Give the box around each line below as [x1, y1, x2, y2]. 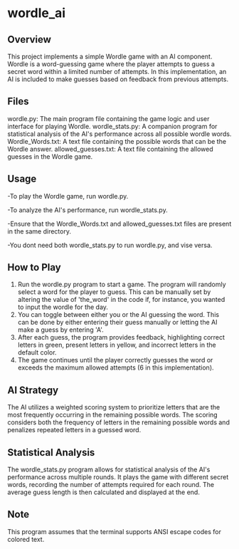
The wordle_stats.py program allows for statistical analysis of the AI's [7, 465, 211, 474]
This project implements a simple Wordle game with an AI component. [7, 52, 213, 61]
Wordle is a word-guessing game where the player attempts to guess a [7, 60, 216, 68]
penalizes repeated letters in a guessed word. [7, 426, 142, 434]
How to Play [7, 261, 62, 273]
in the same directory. [7, 226, 71, 236]
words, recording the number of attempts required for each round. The [7, 481, 215, 489]
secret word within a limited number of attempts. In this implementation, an [7, 68, 227, 75]
